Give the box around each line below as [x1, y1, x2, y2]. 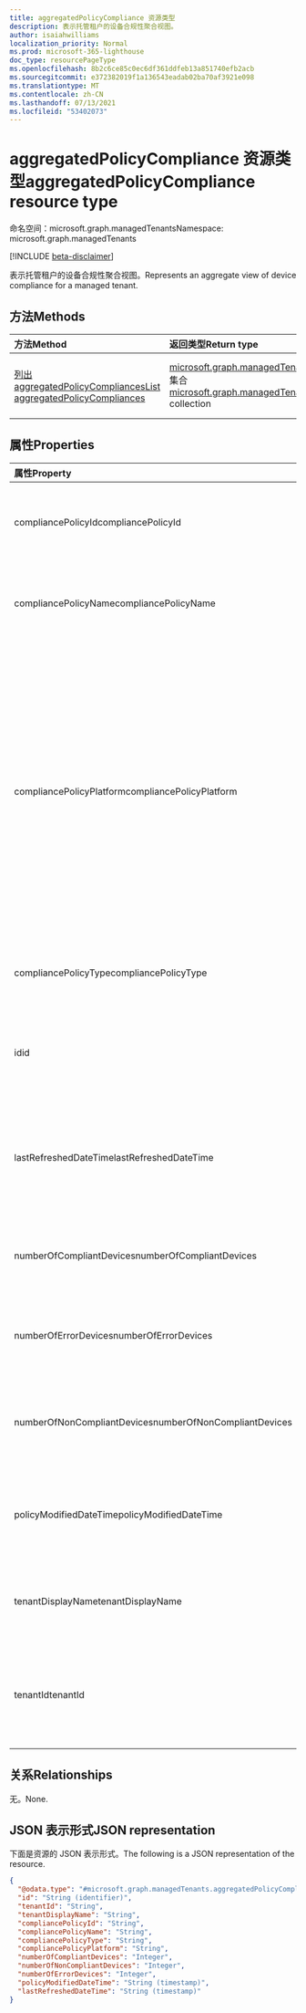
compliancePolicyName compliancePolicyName [14, 597, 216, 610]
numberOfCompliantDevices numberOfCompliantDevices [14, 1249, 258, 1262]
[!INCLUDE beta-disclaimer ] [9, 251, 114, 262]
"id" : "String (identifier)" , [17, 1893, 132, 1903]
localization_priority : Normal [9, 38, 128, 48]
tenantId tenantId [14, 1688, 85, 1701]
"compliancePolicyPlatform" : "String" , [17, 1945, 169, 1954]
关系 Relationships [9, 1768, 113, 1783]
